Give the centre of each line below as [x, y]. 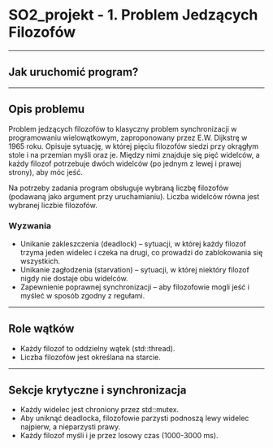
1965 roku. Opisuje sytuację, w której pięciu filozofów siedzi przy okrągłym [134, 146]
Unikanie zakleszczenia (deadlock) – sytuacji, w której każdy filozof [133, 244]
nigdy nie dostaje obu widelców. [74, 278]
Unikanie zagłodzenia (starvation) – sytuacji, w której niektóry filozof [134, 269]
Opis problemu [47, 109]
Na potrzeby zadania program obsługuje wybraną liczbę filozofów [119, 188]
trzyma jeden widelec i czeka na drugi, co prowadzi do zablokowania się [141, 252]
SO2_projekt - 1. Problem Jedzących [133, 15]
